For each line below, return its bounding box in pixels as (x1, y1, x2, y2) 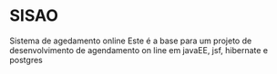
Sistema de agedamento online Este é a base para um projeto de (9, 35, 252, 46)
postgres (9, 54, 43, 65)
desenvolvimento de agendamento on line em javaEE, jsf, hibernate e (9, 44, 269, 55)
